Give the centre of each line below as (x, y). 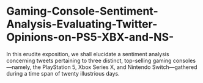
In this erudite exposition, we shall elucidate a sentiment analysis (88, 54)
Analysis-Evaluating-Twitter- (82, 24)
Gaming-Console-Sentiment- (83, 11)
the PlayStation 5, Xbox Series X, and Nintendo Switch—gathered (115, 67)
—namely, (19, 67)
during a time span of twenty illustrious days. (63, 73)
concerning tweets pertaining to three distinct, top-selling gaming (89, 60)
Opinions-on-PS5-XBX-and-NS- (90, 37)
